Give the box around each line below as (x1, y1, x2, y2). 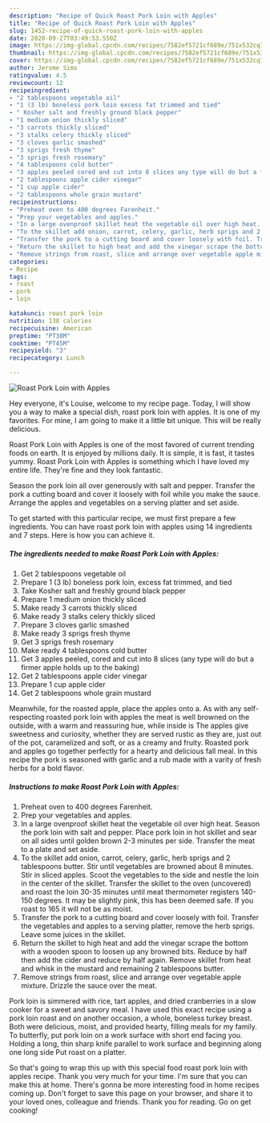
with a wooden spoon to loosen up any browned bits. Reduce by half (20, 947, 248, 956)
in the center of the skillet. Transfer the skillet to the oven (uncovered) (20, 879, 252, 888)
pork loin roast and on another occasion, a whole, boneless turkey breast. (9, 1013, 252, 1023)
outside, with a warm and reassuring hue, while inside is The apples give (9, 721, 249, 730)
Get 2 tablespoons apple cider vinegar (20, 671, 147, 681)
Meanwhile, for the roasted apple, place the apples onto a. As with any (9, 703, 242, 713)
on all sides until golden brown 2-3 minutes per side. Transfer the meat (20, 835, 256, 846)
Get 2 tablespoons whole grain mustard (20, 688, 151, 697)
